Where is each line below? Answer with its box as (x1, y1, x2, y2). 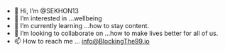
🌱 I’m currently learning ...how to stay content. (13, 22, 150, 30)
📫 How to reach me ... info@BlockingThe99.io (13, 37, 150, 45)
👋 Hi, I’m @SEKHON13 (13, 7, 79, 15)
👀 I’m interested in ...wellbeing (13, 14, 103, 22)
